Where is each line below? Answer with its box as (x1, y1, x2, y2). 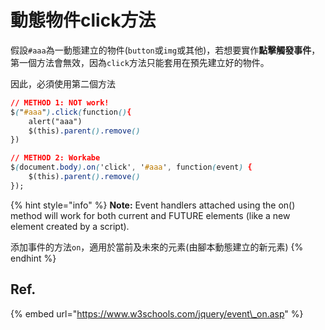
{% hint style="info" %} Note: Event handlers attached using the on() (10, 199, 296, 211)
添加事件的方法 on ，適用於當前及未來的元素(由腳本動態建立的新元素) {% (10, 241, 304, 253)
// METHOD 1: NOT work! (10, 97, 110, 108)
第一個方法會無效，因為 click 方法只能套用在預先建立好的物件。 (10, 56, 270, 68)
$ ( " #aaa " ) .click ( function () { (10, 107, 132, 117)
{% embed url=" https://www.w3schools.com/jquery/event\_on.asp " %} (10, 307, 304, 320)
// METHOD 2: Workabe (10, 153, 101, 163)
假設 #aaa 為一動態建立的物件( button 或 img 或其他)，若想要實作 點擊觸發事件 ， (10, 44, 321, 56)
